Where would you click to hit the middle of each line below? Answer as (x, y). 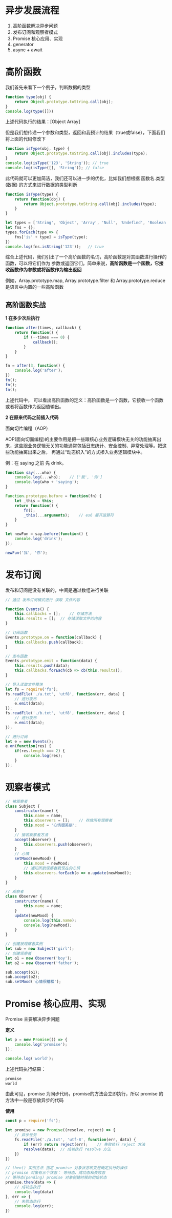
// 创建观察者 (18, 953)
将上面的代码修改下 (26, 139)
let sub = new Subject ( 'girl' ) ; (40, 949)
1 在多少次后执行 (23, 318)
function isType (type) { (32, 194)
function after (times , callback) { (43, 328)
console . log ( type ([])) (29, 111)
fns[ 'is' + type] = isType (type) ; (51, 237)
